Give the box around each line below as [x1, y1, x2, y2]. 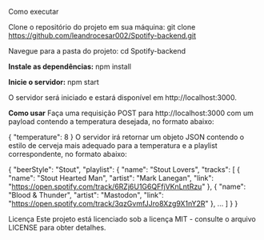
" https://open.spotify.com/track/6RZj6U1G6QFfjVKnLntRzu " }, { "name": [8, 182, 246, 191]
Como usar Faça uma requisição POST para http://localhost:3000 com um [8, 108, 254, 118]
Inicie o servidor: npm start [8, 78, 100, 86]
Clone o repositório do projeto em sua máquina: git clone [8, 22, 196, 31]
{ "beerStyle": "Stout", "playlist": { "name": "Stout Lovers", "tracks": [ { [8, 165, 241, 174]
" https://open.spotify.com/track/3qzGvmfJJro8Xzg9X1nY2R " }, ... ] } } [8, 199, 238, 208]
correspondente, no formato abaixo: [8, 150, 128, 158]
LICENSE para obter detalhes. [8, 223, 106, 232]
